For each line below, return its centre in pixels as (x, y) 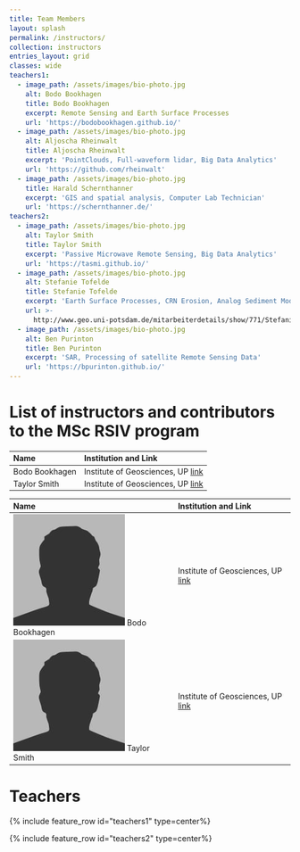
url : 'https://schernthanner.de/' (89, 207)
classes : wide (36, 66)
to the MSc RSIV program (104, 431)
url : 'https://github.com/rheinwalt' (96, 170)
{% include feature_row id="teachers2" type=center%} (111, 838)
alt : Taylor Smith (59, 236)
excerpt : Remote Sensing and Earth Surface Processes (127, 113)
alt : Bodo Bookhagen (63, 94)
